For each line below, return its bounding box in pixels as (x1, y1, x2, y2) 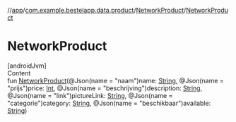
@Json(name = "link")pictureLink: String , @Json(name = (7, 91, 173, 99)
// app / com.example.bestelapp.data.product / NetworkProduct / (7, 6, 187, 14)
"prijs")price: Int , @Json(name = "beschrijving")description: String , (7, 84, 203, 92)
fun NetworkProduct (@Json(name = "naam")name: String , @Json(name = (7, 76, 224, 85)
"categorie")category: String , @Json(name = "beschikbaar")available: (7, 99, 211, 107)
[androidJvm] (7, 61, 47, 70)
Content (7, 68, 31, 77)
